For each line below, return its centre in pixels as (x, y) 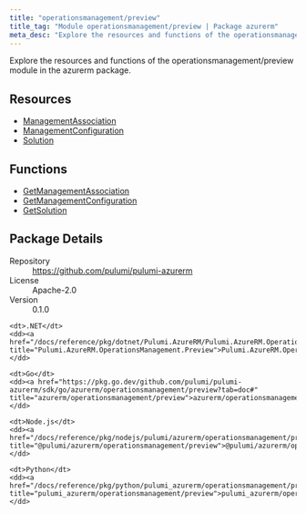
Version (24, 299)
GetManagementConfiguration (80, 200)
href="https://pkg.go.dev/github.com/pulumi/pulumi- (140, 382)
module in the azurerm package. (71, 70)
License (24, 280)
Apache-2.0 (55, 290)
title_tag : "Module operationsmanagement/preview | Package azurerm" (144, 26)
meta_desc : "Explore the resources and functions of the (120, 35)
